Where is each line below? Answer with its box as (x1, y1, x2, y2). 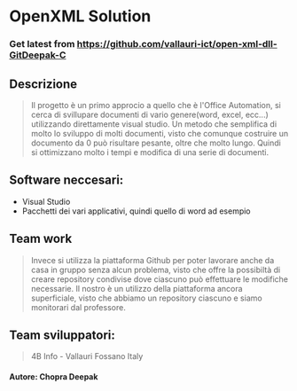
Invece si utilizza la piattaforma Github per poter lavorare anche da (30, 254, 275, 265)
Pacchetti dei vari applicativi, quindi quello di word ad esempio (21, 206, 251, 216)
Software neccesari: (9, 173, 124, 188)
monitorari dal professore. (30, 301, 126, 312)
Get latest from (9, 38, 75, 51)
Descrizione (9, 76, 78, 91)
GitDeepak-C (9, 49, 66, 61)
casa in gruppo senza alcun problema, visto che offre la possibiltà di (30, 264, 281, 275)
